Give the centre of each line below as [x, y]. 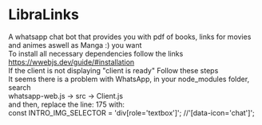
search [20, 87]
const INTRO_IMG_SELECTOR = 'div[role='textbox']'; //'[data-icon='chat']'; [132, 112]
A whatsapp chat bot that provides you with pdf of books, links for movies [130, 37]
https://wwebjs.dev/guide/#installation [71, 62]
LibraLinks [44, 15]
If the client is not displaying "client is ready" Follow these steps [113, 70]
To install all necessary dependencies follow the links [96, 53]
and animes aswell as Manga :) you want [75, 45]
